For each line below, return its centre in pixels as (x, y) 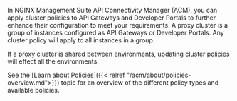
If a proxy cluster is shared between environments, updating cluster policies (118, 54)
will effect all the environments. (53, 61)
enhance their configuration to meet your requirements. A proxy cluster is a (118, 25)
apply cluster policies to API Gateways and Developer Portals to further (111, 18)
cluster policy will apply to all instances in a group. (81, 40)
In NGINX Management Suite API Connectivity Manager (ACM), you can (112, 10)
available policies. (33, 90)
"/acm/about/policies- (159, 75)
